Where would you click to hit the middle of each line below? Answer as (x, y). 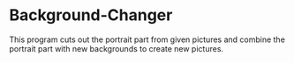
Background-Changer (91, 15)
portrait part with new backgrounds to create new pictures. (116, 48)
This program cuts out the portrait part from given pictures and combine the (147, 39)
